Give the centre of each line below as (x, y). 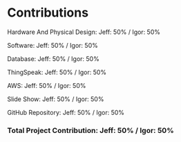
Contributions (48, 13)
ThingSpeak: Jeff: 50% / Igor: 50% (57, 72)
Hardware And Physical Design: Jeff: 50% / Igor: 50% (84, 32)
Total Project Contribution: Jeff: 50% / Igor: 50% (90, 130)
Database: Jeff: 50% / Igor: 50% (54, 59)
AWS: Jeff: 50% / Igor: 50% (47, 85)
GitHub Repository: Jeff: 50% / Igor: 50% (66, 112)
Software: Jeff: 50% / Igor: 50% (53, 45)
